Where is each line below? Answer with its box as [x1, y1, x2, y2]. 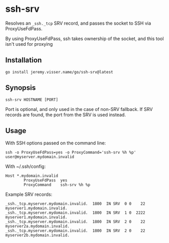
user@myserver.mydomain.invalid [5, 155, 74, 160]
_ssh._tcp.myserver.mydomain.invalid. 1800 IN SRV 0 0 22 [5, 201, 145, 207]
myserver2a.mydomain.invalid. [5, 224, 70, 229]
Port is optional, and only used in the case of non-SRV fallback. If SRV [5, 106, 153, 112]
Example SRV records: [5, 191, 53, 198]
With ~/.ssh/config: [5, 163, 46, 170]
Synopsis [5, 83, 36, 92]
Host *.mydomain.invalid [5, 173, 58, 179]
